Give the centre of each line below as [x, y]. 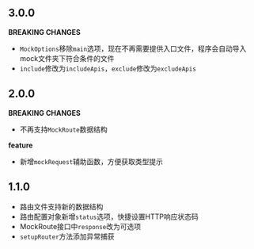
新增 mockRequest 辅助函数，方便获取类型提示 [91, 161]
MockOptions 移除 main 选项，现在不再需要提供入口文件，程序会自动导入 [133, 48]
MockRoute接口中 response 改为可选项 [80, 227]
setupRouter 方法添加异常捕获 [67, 236]
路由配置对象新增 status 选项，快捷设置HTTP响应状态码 [109, 216]
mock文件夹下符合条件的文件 [67, 58]
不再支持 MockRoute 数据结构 [64, 129]
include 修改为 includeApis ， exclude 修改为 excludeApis [108, 68]
